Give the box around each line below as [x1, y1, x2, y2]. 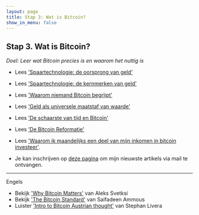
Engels [6, 178, 23, 185]
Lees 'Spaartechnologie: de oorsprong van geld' [14, 69, 133, 76]
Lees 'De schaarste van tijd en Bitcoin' [14, 115, 108, 122]
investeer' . [14, 144, 40, 151]
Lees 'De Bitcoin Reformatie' [14, 126, 85, 133]
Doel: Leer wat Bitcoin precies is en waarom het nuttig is [6, 57, 144, 64]
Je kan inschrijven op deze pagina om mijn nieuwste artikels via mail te [14, 155, 188, 162]
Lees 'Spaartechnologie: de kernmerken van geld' [14, 80, 137, 87]
